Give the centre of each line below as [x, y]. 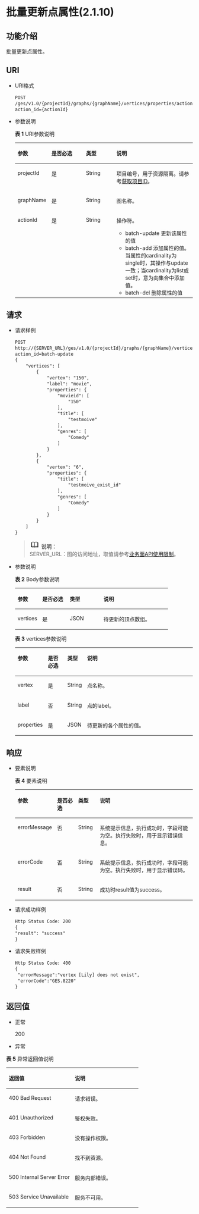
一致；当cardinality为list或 [157, 271]
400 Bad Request [30, 1097]
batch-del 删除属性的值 [154, 293]
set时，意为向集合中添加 [155, 278]
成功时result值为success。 [132, 890]
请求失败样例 [30, 951]
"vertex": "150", [68, 378]
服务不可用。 [91, 1197]
